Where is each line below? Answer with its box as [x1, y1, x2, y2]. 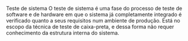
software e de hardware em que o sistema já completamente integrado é [6, 11, 182, 18]
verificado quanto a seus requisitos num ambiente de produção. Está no [6, 17, 180, 24]
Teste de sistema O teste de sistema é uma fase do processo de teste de [6, 5, 183, 12]
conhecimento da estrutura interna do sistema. [6, 29, 119, 36]
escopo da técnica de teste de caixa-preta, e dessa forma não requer [6, 23, 174, 30]
